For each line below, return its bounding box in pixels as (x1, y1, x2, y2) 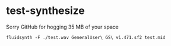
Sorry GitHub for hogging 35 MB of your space (6, 23, 118, 30)
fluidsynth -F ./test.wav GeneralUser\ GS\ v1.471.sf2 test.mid (6, 34, 166, 40)
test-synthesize (6, 4, 85, 17)
